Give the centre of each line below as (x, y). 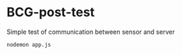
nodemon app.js (29, 44)
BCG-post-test (51, 12)
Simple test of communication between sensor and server (91, 32)
